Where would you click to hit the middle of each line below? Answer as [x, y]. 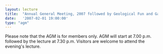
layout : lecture [21, 9]
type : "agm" [17, 23]
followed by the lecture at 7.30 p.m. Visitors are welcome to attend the [75, 42]
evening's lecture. [23, 46]
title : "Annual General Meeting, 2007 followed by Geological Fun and [79, 14]
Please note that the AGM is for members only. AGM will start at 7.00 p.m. [78, 36]
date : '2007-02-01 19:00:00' [37, 18]
